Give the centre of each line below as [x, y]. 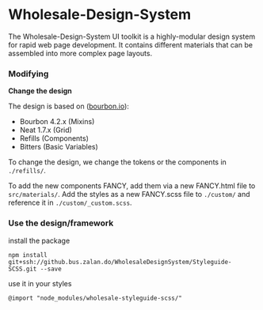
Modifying [29, 74]
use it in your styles [40, 283]
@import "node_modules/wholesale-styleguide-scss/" [95, 298]
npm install [28, 255]
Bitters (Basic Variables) [59, 147]
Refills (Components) [54, 138]
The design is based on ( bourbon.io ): [69, 106]
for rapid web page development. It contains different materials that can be [131, 44]
